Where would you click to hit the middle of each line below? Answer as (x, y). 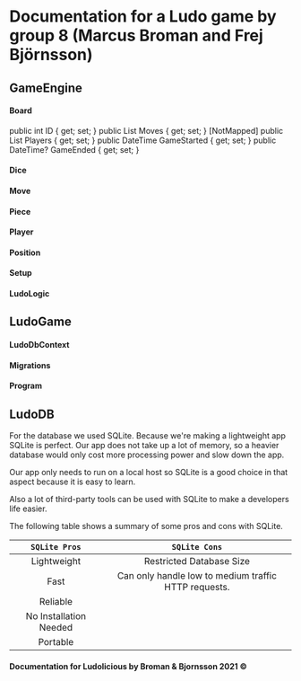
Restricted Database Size (197, 561)
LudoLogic (30, 293)
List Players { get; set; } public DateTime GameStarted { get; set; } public (143, 140)
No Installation (56, 615)
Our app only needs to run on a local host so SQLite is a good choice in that (149, 472)
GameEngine (46, 88)
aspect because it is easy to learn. (73, 482)
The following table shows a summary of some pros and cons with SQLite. (146, 526)
